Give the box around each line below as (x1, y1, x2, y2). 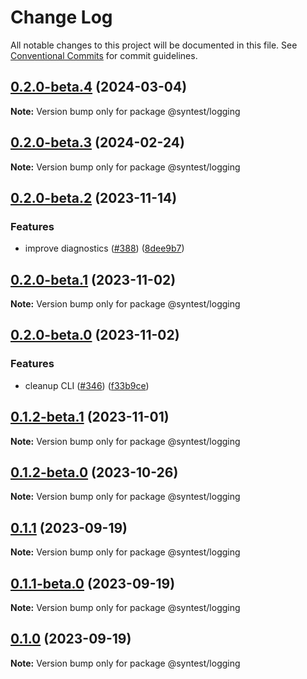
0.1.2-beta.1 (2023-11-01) (10, 409, 170, 426)
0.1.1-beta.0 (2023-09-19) (10, 575, 176, 592)
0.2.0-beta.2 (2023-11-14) (10, 189, 178, 206)
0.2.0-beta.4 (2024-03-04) (10, 79, 188, 96)
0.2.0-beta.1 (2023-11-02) (10, 271, 177, 288)
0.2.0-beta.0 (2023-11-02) (10, 327, 180, 344)
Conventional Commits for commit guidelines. (10, 49, 198, 61)
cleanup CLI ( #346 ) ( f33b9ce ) (24, 379, 150, 391)
